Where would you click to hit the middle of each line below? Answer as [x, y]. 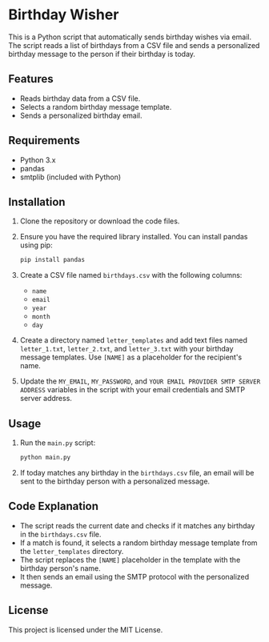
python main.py [45, 458]
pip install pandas [52, 260]
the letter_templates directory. [72, 551]
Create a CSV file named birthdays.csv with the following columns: [131, 275]
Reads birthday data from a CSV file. [80, 98]
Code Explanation [53, 506]
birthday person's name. [60, 568]
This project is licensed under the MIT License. [86, 629]
